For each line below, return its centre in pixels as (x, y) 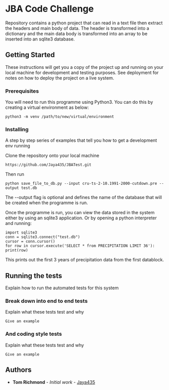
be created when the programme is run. (47, 203)
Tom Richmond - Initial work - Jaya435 (54, 382)
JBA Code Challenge (50, 9)
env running (18, 146)
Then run (15, 174)
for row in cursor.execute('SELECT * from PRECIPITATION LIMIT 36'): (80, 246)
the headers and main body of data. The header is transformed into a (77, 28)
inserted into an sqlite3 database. (40, 39)
